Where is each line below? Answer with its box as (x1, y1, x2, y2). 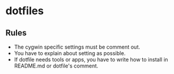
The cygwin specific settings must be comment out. (14, 43, 140, 50)
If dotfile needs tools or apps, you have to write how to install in (14, 56, 169, 63)
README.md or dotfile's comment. (14, 62, 99, 69)
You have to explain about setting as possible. (14, 50, 126, 57)
